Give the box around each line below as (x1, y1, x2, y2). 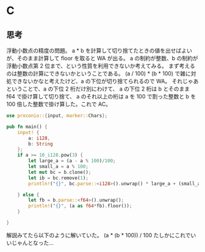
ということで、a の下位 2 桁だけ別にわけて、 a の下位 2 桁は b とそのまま (6, 85, 190, 92)
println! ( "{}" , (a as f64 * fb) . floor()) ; (28, 203, 132, 209)
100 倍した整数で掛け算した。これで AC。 (6, 100, 112, 108)
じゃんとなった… (11, 239, 54, 246)
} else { (17, 191, 40, 198)
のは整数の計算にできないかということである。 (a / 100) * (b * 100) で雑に (6, 70, 191, 77)
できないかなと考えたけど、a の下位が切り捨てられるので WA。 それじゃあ (11, 78, 199, 84)
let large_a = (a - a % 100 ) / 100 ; (28, 158, 116, 164)
